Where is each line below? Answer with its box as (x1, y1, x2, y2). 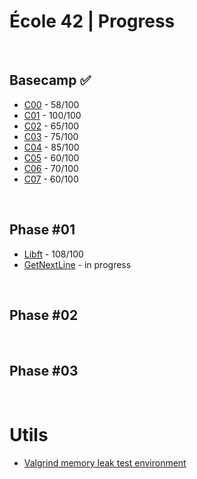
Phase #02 (9, 306, 79, 324)
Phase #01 (9, 221, 76, 239)
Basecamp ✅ (9, 72, 92, 89)
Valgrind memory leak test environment (23, 457, 187, 469)
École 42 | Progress (9, 10, 176, 33)
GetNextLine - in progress (23, 258, 132, 270)
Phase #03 (9, 362, 79, 379)
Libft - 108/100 (23, 248, 84, 260)
